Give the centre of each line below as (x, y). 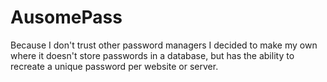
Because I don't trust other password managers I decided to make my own (164, 45)
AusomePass (66, 17)
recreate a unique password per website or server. (114, 66)
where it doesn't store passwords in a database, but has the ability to (152, 55)
